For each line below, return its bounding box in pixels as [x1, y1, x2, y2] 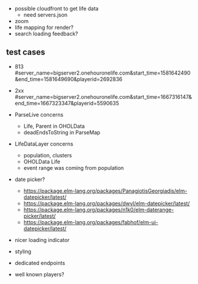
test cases [6, 47, 46, 57]
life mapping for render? [14, 24, 74, 31]
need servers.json [23, 11, 68, 18]
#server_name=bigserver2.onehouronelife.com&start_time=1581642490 [14, 69, 191, 76]
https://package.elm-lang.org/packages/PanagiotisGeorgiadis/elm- [23, 187, 187, 194]
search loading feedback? [14, 30, 79, 37]
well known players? [14, 270, 64, 277]
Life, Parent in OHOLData [23, 122, 85, 130]
